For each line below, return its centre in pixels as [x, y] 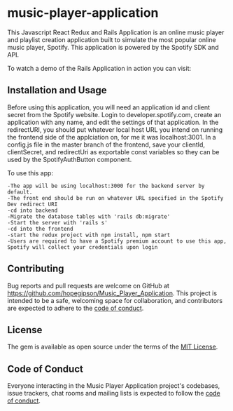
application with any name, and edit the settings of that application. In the [113, 122]
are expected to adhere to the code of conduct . [76, 308]
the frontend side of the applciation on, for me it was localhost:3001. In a [112, 137]
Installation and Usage [57, 90]
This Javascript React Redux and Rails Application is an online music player [116, 32]
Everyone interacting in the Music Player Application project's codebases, [114, 386]
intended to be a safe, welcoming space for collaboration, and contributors [115, 300]
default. [20, 192]
